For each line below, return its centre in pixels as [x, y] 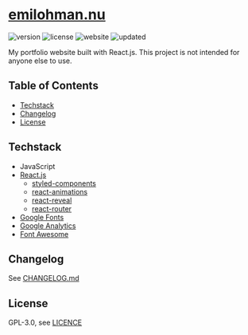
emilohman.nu [57, 15]
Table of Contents [54, 86]
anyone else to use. [40, 61]
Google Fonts [42, 217]
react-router [52, 208]
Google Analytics [48, 226]
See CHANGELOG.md [44, 278]
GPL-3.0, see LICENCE [45, 323]
